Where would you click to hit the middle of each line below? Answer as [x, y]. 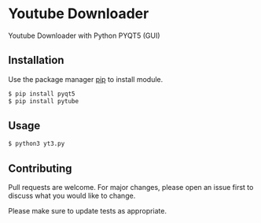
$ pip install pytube [44, 101]
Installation [36, 60]
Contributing [40, 168]
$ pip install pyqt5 [42, 94]
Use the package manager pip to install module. [86, 79]
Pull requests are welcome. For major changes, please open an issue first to [131, 187]
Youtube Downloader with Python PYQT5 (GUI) [84, 35]
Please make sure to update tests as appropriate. [88, 211]
